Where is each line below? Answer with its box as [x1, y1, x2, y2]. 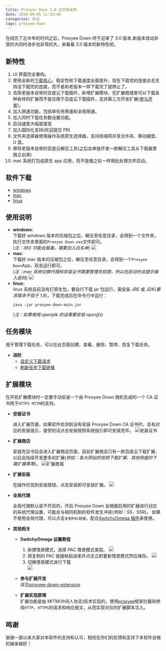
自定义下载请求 [20, 358, 51, 364]
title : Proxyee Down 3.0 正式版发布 [5, 7, 77, 12]
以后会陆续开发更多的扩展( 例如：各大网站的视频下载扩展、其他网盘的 [12, 455, 153, 461]
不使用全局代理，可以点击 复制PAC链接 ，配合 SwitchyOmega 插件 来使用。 [12, 515, 157, 521]
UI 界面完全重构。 [12, 71, 49, 77]
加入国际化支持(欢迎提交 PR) [12, 127, 70, 133]
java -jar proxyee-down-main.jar [12, 302, 82, 307]
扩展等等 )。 [17, 461, 41, 467]
